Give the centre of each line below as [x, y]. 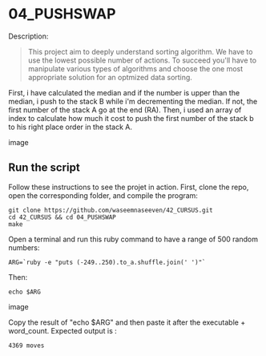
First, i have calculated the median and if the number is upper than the [124, 92]
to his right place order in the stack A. [71, 127]
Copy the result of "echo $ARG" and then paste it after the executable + [127, 322]
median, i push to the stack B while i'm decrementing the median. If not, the [133, 101]
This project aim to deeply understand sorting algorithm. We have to [140, 51]
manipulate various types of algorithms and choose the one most [135, 68]
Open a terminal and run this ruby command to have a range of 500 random [133, 239]
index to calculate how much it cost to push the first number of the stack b [131, 118]
